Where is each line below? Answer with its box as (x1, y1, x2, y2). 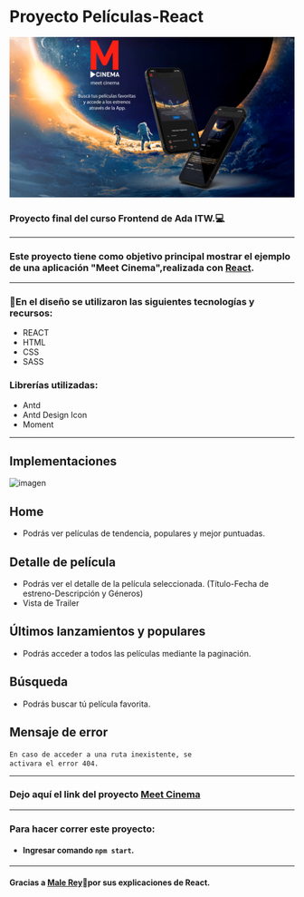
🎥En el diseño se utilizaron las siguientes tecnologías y (9, 295, 255, 307)
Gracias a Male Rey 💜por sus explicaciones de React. (9, 877, 211, 888)
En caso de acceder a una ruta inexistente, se (9, 750, 193, 759)
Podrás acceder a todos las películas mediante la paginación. (22, 648, 252, 658)
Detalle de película (9, 554, 116, 570)
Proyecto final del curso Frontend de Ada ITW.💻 (9, 212, 225, 225)
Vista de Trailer (22, 598, 80, 609)
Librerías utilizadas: (9, 379, 99, 392)
